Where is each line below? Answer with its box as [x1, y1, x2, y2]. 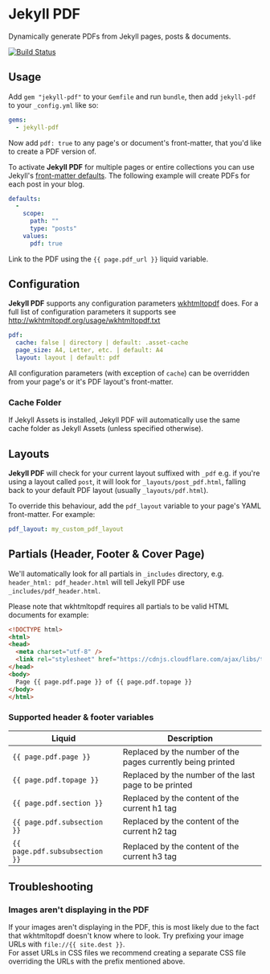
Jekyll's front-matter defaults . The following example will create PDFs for [8, 171, 251, 180]
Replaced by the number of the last [122, 769, 256, 780]
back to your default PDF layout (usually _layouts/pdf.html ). [8, 486, 209, 495]
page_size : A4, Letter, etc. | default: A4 [15, 347, 163, 355]
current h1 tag [122, 802, 177, 813]
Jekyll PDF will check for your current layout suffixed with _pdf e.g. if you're [8, 468, 260, 479]
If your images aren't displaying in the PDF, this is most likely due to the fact [8, 923, 260, 932]
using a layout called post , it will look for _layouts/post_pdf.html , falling [8, 477, 247, 487]
